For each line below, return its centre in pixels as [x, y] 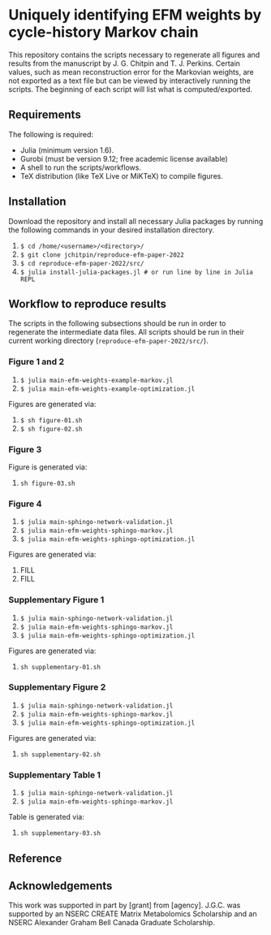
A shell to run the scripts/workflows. [81, 167]
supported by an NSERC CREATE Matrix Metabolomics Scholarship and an [133, 914]
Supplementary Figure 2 [57, 687]
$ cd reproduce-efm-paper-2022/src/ [82, 263]
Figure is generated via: [48, 467]
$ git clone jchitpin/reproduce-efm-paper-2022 [102, 255]
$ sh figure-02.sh [51, 429]
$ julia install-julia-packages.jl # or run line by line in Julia [136, 272]
